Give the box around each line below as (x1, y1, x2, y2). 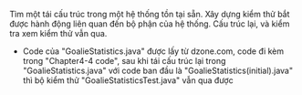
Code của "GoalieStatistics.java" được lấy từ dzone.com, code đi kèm (22, 46, 285, 57)
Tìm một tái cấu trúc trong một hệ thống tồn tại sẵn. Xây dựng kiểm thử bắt (9, 9, 290, 19)
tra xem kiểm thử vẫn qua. (9, 28, 108, 38)
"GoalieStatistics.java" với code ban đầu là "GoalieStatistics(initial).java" (22, 65, 294, 76)
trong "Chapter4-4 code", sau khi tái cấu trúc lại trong (22, 56, 226, 66)
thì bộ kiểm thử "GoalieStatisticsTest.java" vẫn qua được (22, 75, 234, 86)
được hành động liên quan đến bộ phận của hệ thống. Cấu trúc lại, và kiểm (9, 18, 290, 29)
